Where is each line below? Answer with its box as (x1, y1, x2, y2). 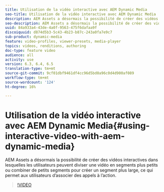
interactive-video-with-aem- (5, 130, 125, 142)
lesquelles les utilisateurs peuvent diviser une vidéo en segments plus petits (5, 162, 158, 168)
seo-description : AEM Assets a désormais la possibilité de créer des (5, 21, 152, 26)
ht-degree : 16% (5, 84, 36, 89)
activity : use (5, 57, 34, 62)
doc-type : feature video (5, 48, 56, 53)
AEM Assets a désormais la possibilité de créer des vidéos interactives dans (5, 157, 158, 163)
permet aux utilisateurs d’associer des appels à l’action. (5, 172, 117, 178)
